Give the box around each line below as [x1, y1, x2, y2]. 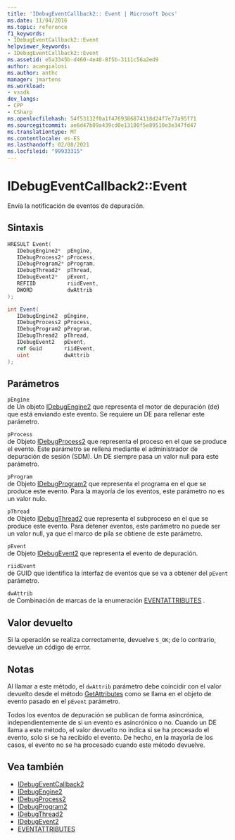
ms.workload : [7, 82, 46, 89]
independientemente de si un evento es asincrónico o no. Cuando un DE [7, 718, 217, 727]
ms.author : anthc [7, 69, 58, 76]
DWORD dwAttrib [16, 286, 93, 293]
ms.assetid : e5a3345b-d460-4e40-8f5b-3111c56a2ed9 [7, 56, 159, 63]
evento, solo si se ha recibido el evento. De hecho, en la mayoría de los [7, 733, 213, 741]
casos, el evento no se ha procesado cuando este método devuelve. [7, 741, 205, 749]
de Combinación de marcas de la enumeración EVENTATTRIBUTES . [7, 596, 205, 605]
